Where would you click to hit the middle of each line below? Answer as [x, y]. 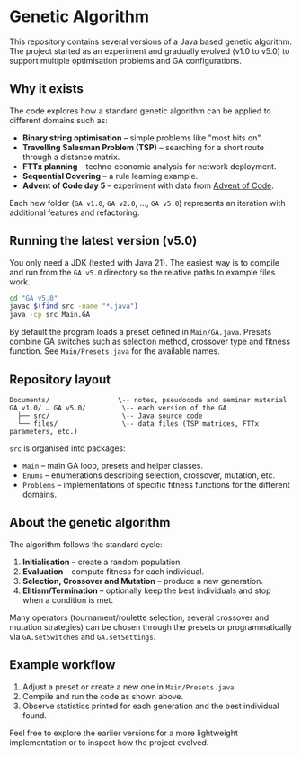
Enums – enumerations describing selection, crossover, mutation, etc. [149, 475]
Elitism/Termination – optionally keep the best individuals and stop [146, 590]
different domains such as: [58, 120]
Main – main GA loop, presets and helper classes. [113, 466]
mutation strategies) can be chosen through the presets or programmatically [151, 626]
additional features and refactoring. [75, 212]
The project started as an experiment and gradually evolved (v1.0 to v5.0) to [150, 50]
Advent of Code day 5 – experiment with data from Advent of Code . [148, 185]
